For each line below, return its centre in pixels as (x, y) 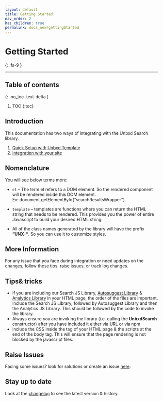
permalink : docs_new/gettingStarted (42, 28)
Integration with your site (37, 153)
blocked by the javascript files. (43, 340)
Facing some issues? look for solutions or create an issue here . (68, 366)
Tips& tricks (24, 281)
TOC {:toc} (23, 106)
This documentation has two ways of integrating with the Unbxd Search (77, 133)
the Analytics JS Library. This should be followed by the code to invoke (83, 309)
